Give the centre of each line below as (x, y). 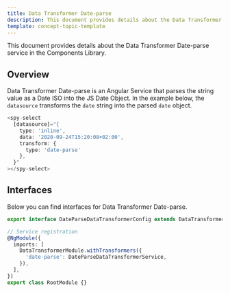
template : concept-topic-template (56, 26)
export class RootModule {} (47, 282)
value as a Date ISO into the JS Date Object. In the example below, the (106, 98)
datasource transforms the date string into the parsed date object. (100, 105)
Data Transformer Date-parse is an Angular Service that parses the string (111, 91)
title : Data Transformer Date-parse (59, 13)
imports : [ (29, 244)
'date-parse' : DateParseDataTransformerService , (96, 257)
